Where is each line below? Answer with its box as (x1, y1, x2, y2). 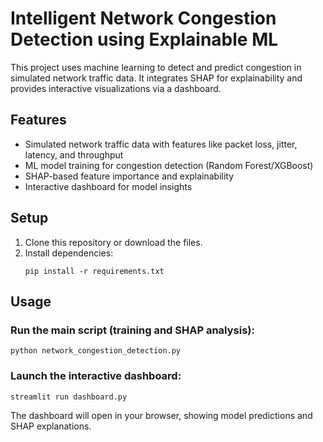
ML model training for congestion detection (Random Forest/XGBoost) (24, 159, 314, 171)
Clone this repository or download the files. (24, 236, 203, 248)
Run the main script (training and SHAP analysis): (10, 323, 255, 337)
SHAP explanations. (10, 420, 92, 432)
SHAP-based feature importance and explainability (24, 170, 235, 182)
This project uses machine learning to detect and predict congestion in (10, 61, 302, 73)
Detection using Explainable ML (10, 28, 279, 51)
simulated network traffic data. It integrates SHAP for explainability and (10, 72, 303, 84)
